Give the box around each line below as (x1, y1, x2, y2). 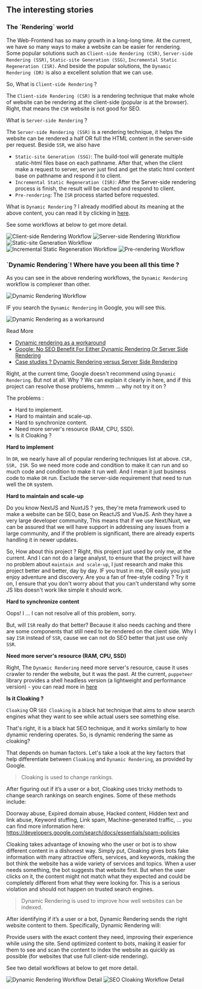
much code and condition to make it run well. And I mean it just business (6, 467, 186, 475)
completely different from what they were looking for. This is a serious (6, 879, 180, 886)
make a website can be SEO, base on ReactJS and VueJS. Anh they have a (6, 510, 192, 517)
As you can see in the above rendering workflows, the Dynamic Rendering (6, 274, 188, 281)
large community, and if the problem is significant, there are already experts (6, 529, 195, 537)
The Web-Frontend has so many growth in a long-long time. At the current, (6, 36, 192, 44)
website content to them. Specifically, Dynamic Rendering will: (6, 921, 162, 929)
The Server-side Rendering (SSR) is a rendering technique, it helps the (6, 128, 183, 135)
